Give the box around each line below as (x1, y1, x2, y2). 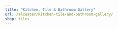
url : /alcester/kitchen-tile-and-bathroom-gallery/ (5, 12, 113, 17)
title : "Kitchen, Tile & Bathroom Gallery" (5, 7, 96, 12)
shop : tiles (5, 16, 29, 21)
